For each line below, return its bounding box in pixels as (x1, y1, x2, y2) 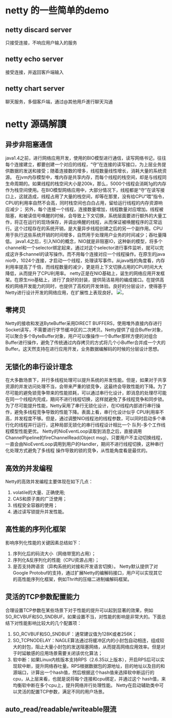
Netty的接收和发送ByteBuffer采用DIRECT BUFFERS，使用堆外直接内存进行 (5, 320, 162, 326)
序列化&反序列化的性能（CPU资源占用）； (12, 557, 100, 563)
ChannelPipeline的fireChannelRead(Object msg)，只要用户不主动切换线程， (5, 435, 165, 441)
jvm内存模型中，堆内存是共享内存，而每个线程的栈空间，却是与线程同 (19, 174, 167, 180)
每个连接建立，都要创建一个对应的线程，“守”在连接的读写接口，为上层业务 (5, 161, 162, 167)
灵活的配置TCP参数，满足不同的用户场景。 (17, 688, 107, 694)
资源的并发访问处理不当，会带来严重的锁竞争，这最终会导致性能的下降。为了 (5, 383, 167, 389)
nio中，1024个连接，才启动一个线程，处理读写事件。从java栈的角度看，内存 (5, 257, 165, 263)
